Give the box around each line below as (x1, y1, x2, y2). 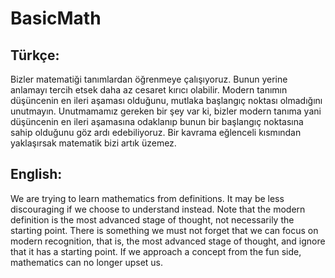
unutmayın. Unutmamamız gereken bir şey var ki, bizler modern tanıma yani (10, 105, 322, 117)
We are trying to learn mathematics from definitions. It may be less (10, 192, 285, 204)
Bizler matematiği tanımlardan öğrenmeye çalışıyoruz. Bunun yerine (10, 73, 288, 85)
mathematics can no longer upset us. (10, 256, 164, 268)
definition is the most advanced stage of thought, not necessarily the (10, 213, 295, 226)
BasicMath (10, 7, 102, 30)
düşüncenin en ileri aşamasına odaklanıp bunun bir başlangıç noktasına (10, 116, 304, 127)
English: (10, 166, 63, 183)
